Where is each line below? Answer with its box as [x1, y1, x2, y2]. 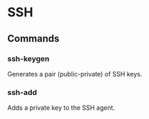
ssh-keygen [7, 54, 50, 64]
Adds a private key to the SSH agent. [7, 103, 116, 112]
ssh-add [7, 87, 38, 97]
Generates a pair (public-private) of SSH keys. [7, 69, 143, 78]
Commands [7, 33, 60, 45]
